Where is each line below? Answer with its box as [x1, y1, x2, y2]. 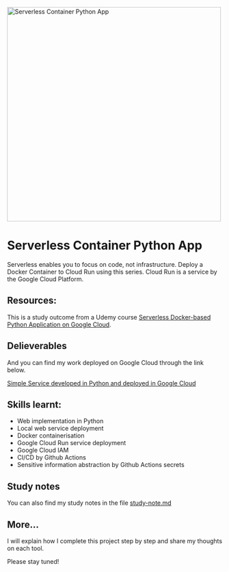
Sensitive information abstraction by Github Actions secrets [16, 461, 185, 469]
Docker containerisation [16, 431, 85, 440]
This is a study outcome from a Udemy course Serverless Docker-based [7, 313, 211, 321]
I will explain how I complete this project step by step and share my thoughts [7, 537, 223, 545]
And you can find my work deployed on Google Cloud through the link [7, 358, 204, 366]
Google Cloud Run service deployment [16, 439, 126, 447]
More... [7, 519, 40, 530]
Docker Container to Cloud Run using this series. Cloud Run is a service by [7, 267, 217, 276]
